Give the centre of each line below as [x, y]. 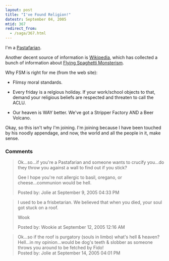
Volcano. [22, 118]
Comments [19, 151]
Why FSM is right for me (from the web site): [51, 73]
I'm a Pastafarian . [23, 48]
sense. [12, 138]
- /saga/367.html [28, 33]
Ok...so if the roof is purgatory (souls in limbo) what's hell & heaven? [89, 237]
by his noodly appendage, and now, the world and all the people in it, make [83, 133]
